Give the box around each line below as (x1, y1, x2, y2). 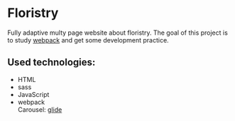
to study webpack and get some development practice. (7, 35, 169, 44)
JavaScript (17, 90, 50, 98)
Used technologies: (7, 57, 96, 69)
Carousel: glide (17, 105, 62, 114)
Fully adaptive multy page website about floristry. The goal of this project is (7, 28, 229, 37)
